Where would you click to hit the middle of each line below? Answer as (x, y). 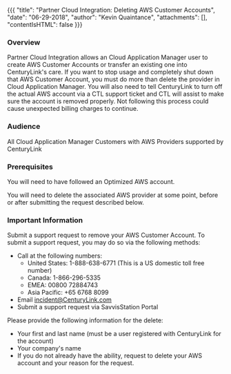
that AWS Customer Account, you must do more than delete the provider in (114, 79)
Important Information (45, 220)
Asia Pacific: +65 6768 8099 (68, 293)
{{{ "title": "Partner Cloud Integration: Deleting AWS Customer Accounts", (111, 10)
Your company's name (49, 349)
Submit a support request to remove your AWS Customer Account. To (106, 235)
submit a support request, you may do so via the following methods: (104, 242)
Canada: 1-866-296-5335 (64, 278)
